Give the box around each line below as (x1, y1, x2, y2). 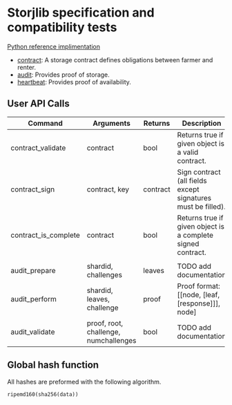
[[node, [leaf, (177, 290, 220, 299)
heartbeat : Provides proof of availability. (17, 77, 131, 86)
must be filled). (177, 202, 226, 211)
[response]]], (177, 299, 221, 308)
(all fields (177, 176, 207, 185)
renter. (17, 63, 37, 71)
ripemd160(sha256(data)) (7, 390, 79, 398)
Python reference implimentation (7, 42, 101, 50)
